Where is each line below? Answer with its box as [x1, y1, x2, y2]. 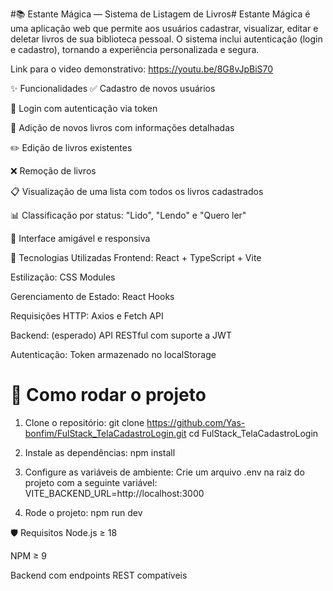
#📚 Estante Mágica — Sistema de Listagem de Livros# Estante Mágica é [10, 8, 311, 20]
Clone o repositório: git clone [24, 416, 145, 428]
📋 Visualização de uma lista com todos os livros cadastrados [10, 186, 264, 197]
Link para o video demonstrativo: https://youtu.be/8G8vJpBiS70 [10, 63, 274, 75]
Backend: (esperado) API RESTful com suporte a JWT [10, 329, 232, 341]
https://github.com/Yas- [146, 416, 246, 428]
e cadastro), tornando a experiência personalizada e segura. [10, 44, 260, 55]
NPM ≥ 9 [10, 549, 47, 562]
